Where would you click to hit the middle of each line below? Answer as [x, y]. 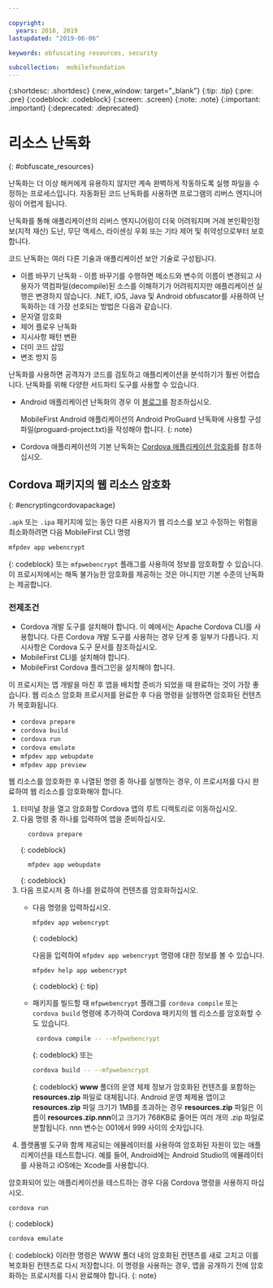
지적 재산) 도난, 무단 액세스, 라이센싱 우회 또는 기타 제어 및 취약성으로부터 [133, 231]
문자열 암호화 [41, 317]
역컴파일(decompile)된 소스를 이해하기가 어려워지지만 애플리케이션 [148, 286]
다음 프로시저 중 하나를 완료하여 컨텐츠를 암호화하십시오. [109, 890]
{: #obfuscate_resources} [51, 167]
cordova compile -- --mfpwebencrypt [98, 1038]
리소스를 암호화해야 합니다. [81, 792]
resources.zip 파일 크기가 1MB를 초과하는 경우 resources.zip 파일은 [143, 1107]
